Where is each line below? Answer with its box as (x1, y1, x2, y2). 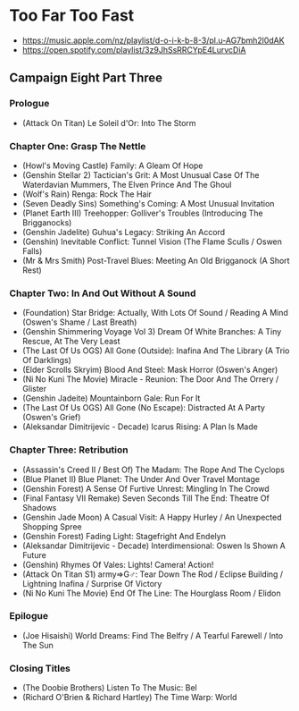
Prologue (9, 97, 50, 110)
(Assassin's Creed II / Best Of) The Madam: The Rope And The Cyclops (21, 464, 286, 475)
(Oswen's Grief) (21, 412, 81, 423)
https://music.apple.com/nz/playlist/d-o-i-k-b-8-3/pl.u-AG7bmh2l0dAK (21, 35, 285, 46)
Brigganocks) (21, 216, 72, 228)
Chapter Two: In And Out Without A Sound (9, 287, 196, 300)
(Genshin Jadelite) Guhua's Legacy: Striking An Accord (21, 226, 226, 237)
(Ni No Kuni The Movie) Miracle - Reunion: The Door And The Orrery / (21, 374, 279, 385)
